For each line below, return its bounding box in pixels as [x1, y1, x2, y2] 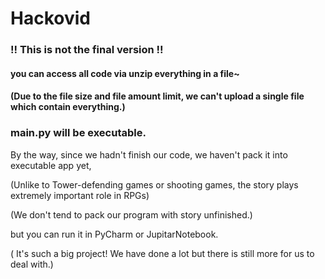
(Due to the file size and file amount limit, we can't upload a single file [10, 90, 305, 102]
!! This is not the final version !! [10, 43, 164, 57]
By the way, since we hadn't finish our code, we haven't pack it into [10, 148, 288, 161]
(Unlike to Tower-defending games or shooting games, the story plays [10, 178, 299, 191]
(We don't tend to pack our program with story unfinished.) [10, 208, 253, 221]
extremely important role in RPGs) [10, 189, 150, 201]
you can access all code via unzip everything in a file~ [10, 67, 240, 79]
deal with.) [10, 258, 54, 270]
